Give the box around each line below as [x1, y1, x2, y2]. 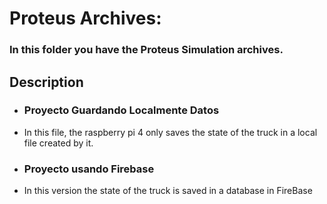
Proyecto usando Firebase [23, 162, 155, 176]
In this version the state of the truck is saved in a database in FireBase [23, 185, 313, 197]
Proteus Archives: [9, 7, 162, 30]
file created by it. [23, 137, 94, 149]
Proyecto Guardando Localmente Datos [23, 103, 220, 117]
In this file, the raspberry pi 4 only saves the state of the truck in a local [23, 126, 318, 138]
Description [9, 73, 84, 91]
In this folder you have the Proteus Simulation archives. [9, 43, 284, 57]
